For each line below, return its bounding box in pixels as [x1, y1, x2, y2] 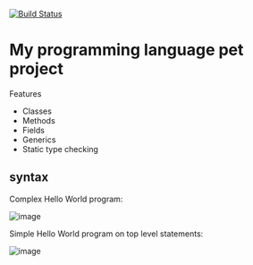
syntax [9, 170, 49, 185]
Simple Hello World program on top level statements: [9, 228, 204, 239]
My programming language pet [9, 40, 244, 60]
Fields [21, 124, 45, 135]
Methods [21, 115, 55, 125]
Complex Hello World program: [9, 193, 123, 204]
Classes [21, 106, 52, 116]
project [9, 59, 64, 80]
